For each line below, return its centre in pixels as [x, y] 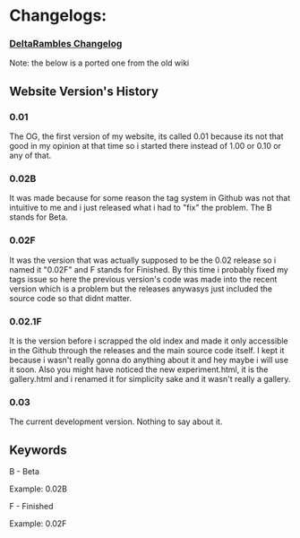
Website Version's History [84, 91]
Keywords [38, 450]
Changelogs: [58, 16]
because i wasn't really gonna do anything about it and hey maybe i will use [149, 360]
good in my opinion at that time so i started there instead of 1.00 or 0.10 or [146, 146]
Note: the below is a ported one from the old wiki [99, 63]
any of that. [30, 156]
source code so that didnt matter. [71, 298]
